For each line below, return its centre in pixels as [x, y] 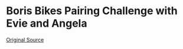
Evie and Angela [47, 23]
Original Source [25, 40]
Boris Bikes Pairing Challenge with [92, 11]
